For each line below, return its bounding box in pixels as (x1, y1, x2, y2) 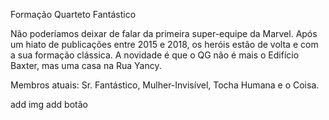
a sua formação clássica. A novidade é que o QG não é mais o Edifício (10, 49, 300, 61)
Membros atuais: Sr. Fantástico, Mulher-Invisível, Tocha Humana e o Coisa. (10, 79, 320, 91)
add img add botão (10, 99, 88, 110)
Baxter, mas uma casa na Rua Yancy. (10, 60, 162, 71)
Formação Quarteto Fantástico (10, 9, 137, 20)
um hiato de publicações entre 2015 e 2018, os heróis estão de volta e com (10, 39, 319, 50)
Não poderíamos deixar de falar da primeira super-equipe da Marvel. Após (10, 28, 318, 39)
